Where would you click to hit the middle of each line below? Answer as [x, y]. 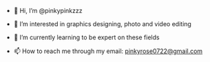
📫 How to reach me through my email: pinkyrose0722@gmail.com [108, 51]
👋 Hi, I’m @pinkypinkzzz [48, 11]
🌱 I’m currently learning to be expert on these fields [86, 37]
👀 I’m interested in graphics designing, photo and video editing [102, 24]
